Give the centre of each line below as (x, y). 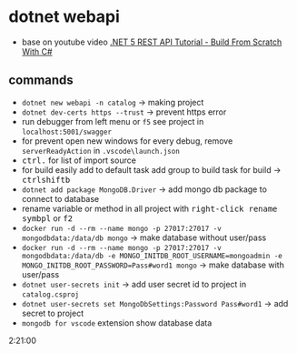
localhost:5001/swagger (67, 132)
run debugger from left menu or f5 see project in (113, 121)
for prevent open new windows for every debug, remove (127, 141)
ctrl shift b (46, 180)
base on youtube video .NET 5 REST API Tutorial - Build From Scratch (152, 42)
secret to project (52, 313)
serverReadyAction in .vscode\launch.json (101, 150)
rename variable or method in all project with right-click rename (149, 208)
